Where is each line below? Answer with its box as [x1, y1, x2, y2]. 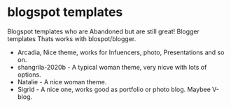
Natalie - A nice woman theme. [17, 77, 107, 86]
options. [17, 70, 41, 79]
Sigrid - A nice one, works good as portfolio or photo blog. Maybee [17, 85, 211, 93]
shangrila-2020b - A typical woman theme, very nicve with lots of [17, 63, 207, 71]
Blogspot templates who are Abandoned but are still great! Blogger [7, 27, 199, 36]
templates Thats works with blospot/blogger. [7, 34, 136, 43]
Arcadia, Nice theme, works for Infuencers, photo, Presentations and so [17, 48, 225, 56]
